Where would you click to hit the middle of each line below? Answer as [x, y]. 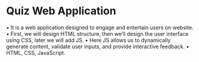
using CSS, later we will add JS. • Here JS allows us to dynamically [88, 40]
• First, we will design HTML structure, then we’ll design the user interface [97, 33]
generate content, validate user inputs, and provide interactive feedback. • [98, 46]
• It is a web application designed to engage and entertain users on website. [100, 27]
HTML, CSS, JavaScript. [36, 52]
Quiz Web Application [61, 11]
